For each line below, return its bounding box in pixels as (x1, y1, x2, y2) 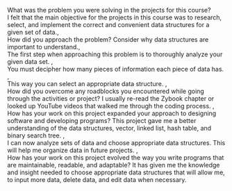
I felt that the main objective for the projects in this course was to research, (7, 13, 222, 22)
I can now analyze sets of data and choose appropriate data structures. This (7, 139, 226, 147)
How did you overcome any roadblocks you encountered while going (7, 87, 205, 95)
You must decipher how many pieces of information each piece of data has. (7, 65, 224, 73)
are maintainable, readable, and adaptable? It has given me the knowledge (7, 161, 220, 169)
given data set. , (7, 58, 53, 65)
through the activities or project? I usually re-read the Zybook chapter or (7, 94, 215, 103)
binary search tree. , (7, 131, 65, 140)
